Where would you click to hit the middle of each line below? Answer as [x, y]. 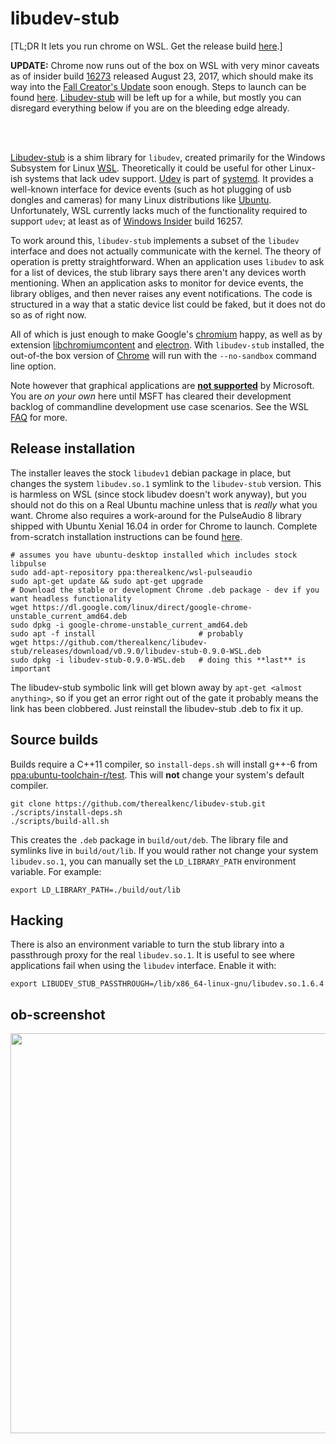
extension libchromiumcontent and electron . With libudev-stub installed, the [167, 344]
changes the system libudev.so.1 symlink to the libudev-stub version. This [166, 483]
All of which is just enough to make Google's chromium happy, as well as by [166, 334]
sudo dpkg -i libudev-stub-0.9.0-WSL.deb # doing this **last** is [158, 660]
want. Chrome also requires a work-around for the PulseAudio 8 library [156, 515]
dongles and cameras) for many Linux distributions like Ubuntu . [141, 199]
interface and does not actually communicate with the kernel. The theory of [166, 251]
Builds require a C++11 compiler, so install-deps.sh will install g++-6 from [164, 764]
